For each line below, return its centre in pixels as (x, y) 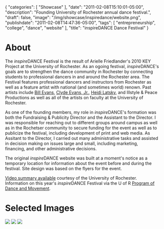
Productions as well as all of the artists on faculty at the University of (74, 97)
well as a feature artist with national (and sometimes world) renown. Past (78, 87)
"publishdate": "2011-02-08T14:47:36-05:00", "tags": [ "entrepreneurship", (80, 23)
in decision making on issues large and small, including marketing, (72, 143)
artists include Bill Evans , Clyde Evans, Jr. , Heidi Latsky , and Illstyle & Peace (81, 92)
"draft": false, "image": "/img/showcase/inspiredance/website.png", (73, 17)
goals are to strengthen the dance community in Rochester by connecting (79, 71)
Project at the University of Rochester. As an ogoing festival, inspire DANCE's (82, 66)
